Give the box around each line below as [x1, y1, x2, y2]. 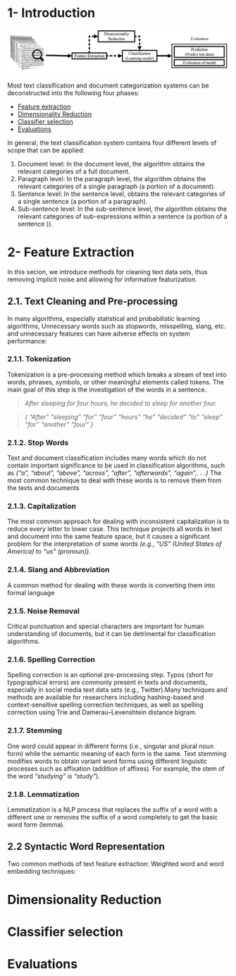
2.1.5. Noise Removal [7, 606, 80, 616]
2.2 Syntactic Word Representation [7, 841, 166, 853]
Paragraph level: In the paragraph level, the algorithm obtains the [17, 174, 206, 183]
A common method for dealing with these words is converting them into [7, 580, 216, 590]
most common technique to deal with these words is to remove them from [7, 476, 222, 484]
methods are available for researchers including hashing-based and [7, 693, 204, 702]
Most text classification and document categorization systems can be [7, 81, 209, 90]
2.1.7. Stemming [7, 726, 62, 736]
